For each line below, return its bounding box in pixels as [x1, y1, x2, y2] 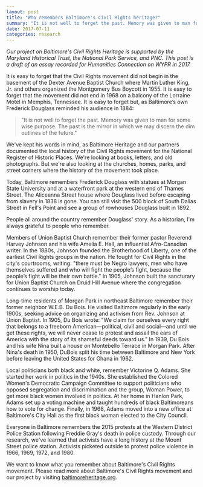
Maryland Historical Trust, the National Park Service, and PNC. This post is [6, 54, 194, 62]
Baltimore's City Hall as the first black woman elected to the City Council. [6, 412, 188, 419]
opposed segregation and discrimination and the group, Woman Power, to [6, 386, 190, 393]
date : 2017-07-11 [6, 25, 50, 32]
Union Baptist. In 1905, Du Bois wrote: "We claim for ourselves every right [6, 316, 189, 324]
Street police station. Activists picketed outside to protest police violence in [6, 443, 194, 450]
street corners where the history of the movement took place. [6, 167, 159, 174]
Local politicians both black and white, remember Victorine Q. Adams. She [6, 367, 191, 374]
